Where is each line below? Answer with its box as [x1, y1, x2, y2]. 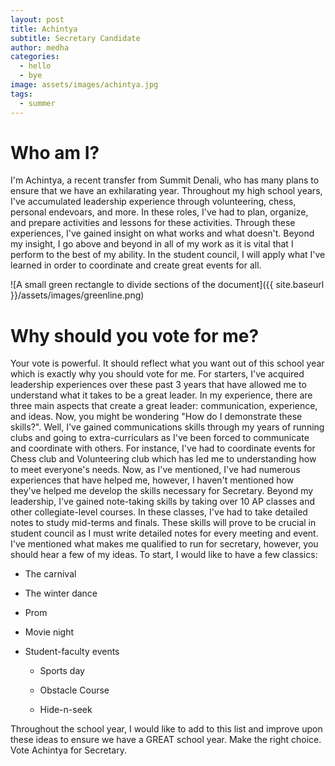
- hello [19, 61, 52, 71]
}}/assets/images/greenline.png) [10, 289, 145, 301]
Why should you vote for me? [10, 324, 260, 347]
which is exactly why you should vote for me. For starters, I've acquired [10, 368, 305, 380]
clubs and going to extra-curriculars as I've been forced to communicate [10, 432, 310, 444]
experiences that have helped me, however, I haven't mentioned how [10, 474, 295, 486]
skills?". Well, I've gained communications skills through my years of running [10, 421, 325, 433]
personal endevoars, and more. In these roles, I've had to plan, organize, [10, 206, 309, 218]
